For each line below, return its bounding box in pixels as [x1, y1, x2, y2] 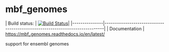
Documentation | [109, 25, 144, 31]
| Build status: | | [5, 20, 70, 26]
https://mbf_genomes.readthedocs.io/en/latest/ [5, 31, 105, 37]
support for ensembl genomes [5, 40, 69, 46]
